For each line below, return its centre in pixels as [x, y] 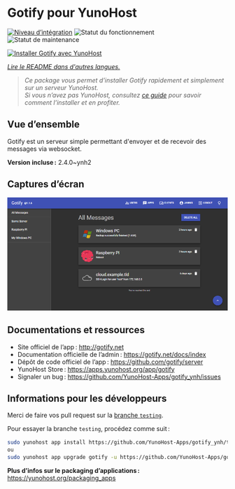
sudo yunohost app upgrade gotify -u [62, 458]
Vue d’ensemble [44, 125]
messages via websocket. [45, 149]
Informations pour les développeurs [87, 399]
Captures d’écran [46, 184]
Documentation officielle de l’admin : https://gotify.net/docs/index [112, 354]
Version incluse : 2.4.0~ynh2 [50, 162]
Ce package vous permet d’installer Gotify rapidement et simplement [124, 80]
